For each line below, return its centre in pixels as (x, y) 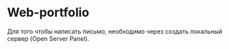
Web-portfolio (48, 13)
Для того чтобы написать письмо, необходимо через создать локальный (115, 31)
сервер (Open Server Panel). (48, 38)
